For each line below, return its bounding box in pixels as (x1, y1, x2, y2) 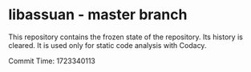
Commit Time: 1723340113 (8, 56, 96, 66)
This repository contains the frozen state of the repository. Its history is (8, 32, 243, 42)
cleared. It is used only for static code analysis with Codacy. (8, 40, 207, 50)
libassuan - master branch (8, 6, 188, 24)
